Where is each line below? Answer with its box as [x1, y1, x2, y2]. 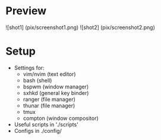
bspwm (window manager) [23, 83, 89, 90]
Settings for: [14, 64, 45, 71]
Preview [5, 4, 47, 18]
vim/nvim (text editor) [23, 70, 76, 78]
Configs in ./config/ [14, 127, 62, 134]
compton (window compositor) [23, 114, 99, 122]
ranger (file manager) [23, 96, 75, 103]
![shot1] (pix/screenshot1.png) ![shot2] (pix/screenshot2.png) [5, 24, 156, 31]
